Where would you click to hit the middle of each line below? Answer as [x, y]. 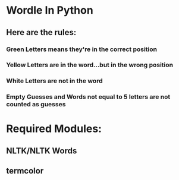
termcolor [25, 171]
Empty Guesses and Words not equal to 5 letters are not [88, 97]
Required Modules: [54, 129]
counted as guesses [36, 105]
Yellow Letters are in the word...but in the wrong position [90, 65]
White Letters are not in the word [54, 81]
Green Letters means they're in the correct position [82, 49]
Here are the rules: [41, 32]
